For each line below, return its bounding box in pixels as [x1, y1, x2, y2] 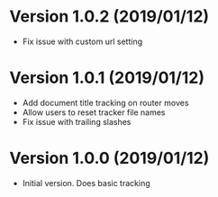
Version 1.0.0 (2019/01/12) [9, 148, 210, 168]
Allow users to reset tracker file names [22, 106, 166, 118]
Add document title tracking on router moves [22, 97, 189, 108]
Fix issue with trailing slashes [22, 116, 132, 127]
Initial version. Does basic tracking [22, 177, 150, 188]
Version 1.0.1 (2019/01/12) [9, 67, 205, 88]
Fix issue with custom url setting [22, 36, 142, 47]
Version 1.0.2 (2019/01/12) [9, 6, 210, 27]
